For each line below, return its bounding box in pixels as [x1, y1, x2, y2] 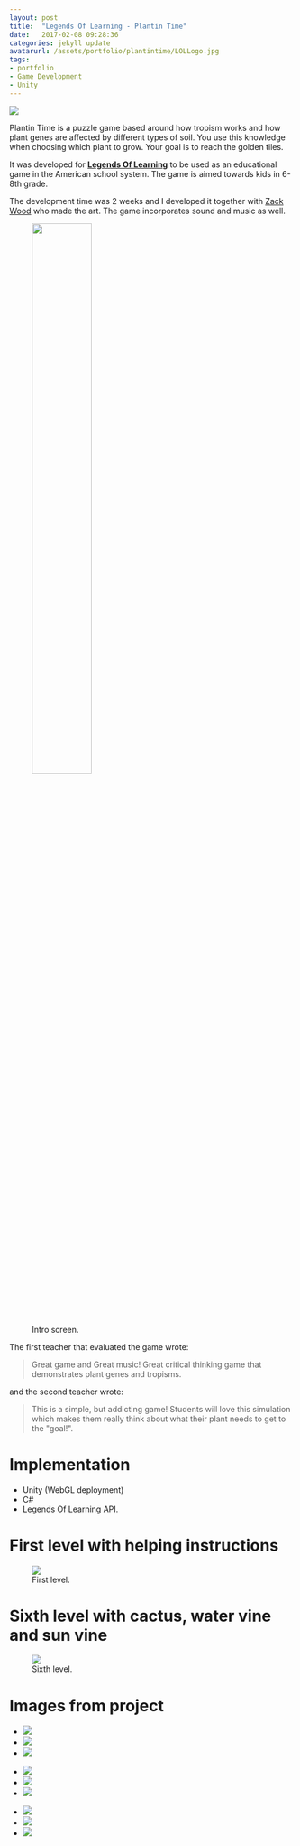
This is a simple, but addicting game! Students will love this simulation [31, 1403, 291, 1414]
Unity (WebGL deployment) [22, 1484, 124, 1495]
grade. [23, 178, 48, 189]
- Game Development [9, 72, 83, 81]
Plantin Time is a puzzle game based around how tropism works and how [9, 122, 281, 133]
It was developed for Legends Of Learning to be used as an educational [9, 159, 277, 170]
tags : [9, 55, 30, 64]
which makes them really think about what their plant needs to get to [31, 1413, 286, 1424]
